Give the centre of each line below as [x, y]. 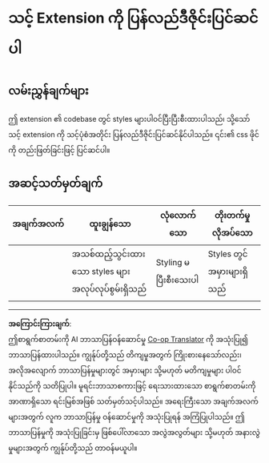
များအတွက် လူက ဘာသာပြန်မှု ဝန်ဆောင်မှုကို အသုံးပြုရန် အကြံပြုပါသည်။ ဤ [127, 417]
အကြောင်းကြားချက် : [40, 324]
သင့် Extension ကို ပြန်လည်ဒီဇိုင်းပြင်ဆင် [133, 18]
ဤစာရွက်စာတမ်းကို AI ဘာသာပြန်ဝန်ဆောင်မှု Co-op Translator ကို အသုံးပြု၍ [128, 339]
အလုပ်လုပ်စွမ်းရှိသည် [109, 288]
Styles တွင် [228, 254]
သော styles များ [101, 271]
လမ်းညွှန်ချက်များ [48, 91]
